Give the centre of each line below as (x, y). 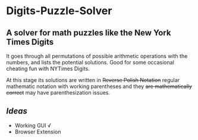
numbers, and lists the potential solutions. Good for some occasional (90, 62)
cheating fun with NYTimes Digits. (48, 69)
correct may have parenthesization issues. (58, 92)
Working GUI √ (33, 125)
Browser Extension (38, 132)
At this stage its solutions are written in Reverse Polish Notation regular (93, 80)
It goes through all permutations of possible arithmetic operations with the (97, 56)
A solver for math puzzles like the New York (89, 33)
